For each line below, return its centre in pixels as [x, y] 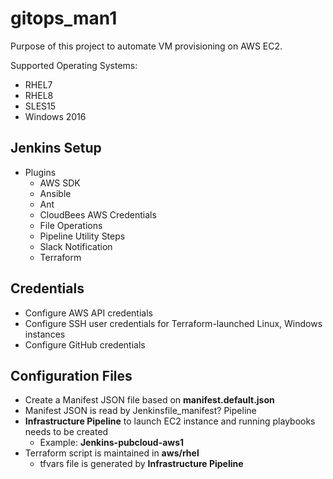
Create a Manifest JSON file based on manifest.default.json [149, 400]
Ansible [55, 193]
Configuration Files [71, 375]
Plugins [40, 172]
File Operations [71, 225]
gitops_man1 [64, 18]
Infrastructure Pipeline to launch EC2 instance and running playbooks [170, 421]
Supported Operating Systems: [74, 65]
